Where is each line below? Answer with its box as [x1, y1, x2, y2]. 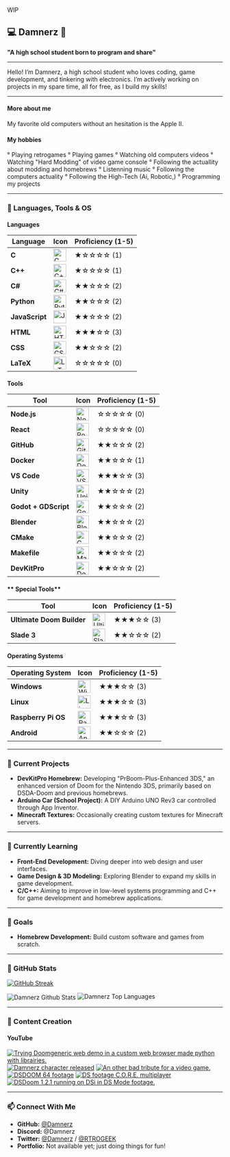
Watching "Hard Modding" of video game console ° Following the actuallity [7, 158, 219, 167]
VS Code [10, 471, 40, 480]
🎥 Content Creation [7, 1016, 72, 1026]
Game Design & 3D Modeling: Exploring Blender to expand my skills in [16, 872, 217, 880]
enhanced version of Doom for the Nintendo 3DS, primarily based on [16, 781, 212, 790]
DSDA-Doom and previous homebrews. [16, 789, 129, 797]
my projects [7, 180, 41, 188]
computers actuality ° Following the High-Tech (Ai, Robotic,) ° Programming [7, 173, 220, 181]
